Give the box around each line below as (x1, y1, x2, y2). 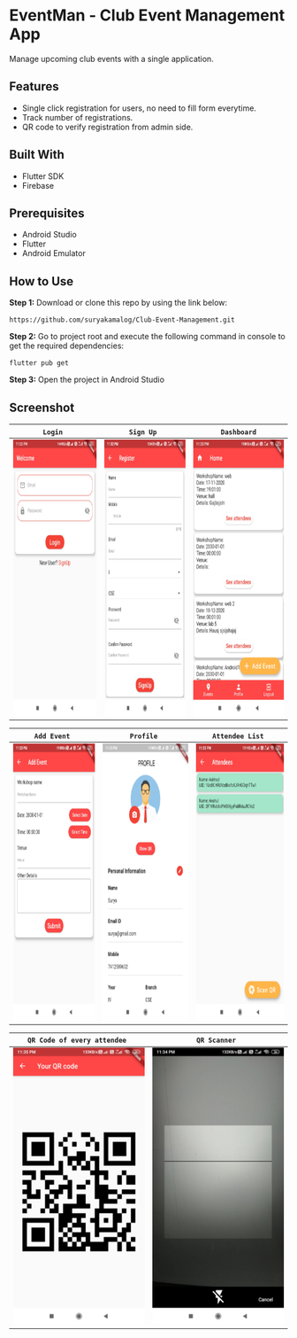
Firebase (21, 180, 55, 191)
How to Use (9, 274, 74, 289)
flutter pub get (9, 359, 69, 368)
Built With (9, 147, 65, 162)
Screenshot (9, 400, 75, 415)
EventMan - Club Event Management (9, 5, 286, 26)
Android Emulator (21, 248, 86, 259)
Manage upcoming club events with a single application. (9, 53, 214, 64)
